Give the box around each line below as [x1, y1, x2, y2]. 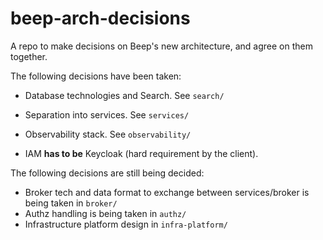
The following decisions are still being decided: [10, 167, 205, 179]
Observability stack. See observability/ [24, 128, 192, 140]
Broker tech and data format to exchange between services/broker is [24, 186, 310, 198]
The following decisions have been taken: [10, 70, 182, 82]
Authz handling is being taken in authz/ [24, 207, 187, 219]
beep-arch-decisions [10, 7, 191, 30]
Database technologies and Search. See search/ [24, 89, 225, 101]
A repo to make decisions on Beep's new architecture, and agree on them [10, 40, 313, 52]
